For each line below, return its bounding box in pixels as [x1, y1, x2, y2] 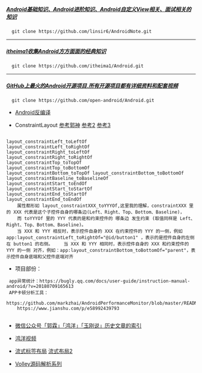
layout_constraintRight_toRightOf [6, 154, 93, 160]
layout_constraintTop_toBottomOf [6, 165, 90, 171]
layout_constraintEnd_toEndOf [6, 196, 82, 202]
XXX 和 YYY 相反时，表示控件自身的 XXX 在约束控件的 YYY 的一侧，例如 [23, 228, 183, 234]
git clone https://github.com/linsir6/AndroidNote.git [11, 28, 152, 34]
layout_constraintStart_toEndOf [6, 181, 87, 186]
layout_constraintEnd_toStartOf [6, 191, 87, 197]
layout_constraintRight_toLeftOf [6, 149, 90, 155]
